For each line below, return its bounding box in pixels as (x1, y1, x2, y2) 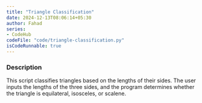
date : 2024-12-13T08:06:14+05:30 (6, 15, 92, 21)
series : (6, 26, 26, 32)
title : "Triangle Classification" (6, 9, 95, 15)
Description (6, 63, 42, 71)
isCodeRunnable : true (6, 43, 62, 49)
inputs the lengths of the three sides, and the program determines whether (6, 83, 195, 91)
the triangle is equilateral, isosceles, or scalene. (6, 90, 127, 98)
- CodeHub (6, 32, 32, 38)
